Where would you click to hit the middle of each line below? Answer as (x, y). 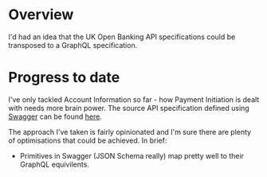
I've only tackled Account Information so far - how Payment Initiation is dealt (134, 99)
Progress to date (64, 78)
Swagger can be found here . (55, 116)
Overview (41, 15)
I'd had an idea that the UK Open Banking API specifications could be (122, 37)
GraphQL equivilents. (55, 164)
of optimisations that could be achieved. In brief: (88, 140)
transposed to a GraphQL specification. (73, 45)
